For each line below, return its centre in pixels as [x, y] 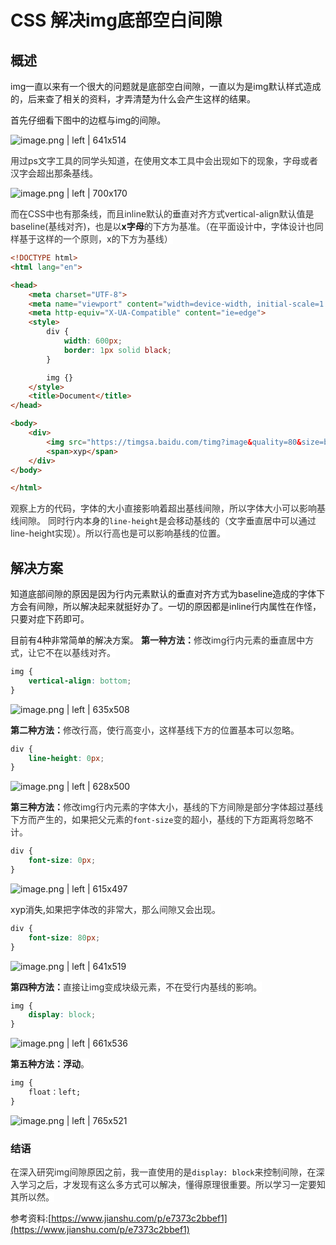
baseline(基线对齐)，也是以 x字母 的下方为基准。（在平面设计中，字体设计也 [162, 226]
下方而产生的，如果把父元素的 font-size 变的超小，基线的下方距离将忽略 [157, 820]
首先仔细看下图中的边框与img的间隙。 [88, 120]
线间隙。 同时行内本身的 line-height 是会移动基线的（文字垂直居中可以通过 [163, 521]
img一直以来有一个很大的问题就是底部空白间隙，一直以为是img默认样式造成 [166, 86]
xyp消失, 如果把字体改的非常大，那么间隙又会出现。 [116, 909]
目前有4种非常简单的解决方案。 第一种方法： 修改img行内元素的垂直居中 [158, 640]
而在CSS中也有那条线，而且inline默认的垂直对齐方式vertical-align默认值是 [162, 214]
